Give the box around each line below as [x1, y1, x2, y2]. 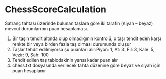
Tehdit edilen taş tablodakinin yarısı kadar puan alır [12, 57, 118, 63]
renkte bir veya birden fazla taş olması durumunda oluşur [12, 41, 131, 47]
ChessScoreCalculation [5, 4, 107, 15]
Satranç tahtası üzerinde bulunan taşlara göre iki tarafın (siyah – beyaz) [5, 20, 153, 26]
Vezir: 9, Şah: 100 [12, 52, 49, 58]
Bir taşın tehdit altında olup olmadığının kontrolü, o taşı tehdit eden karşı [12, 35, 161, 42]
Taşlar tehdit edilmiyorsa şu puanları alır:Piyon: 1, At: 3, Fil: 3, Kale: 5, [12, 46, 155, 52]
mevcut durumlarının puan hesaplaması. [5, 25, 88, 31]
